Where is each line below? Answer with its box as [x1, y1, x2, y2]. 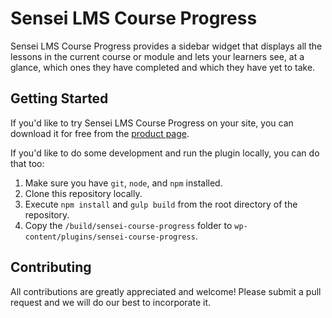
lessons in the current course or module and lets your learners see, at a [10, 50, 305, 62]
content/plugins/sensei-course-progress [24, 232, 196, 242]
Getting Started [10, 90, 109, 107]
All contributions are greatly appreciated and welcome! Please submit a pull [10, 285, 322, 297]
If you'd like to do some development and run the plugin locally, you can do [10, 147, 320, 159]
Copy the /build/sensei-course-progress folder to [24, 219, 233, 231]
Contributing [10, 259, 92, 276]
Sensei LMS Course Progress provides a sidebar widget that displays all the [10, 40, 323, 52]
